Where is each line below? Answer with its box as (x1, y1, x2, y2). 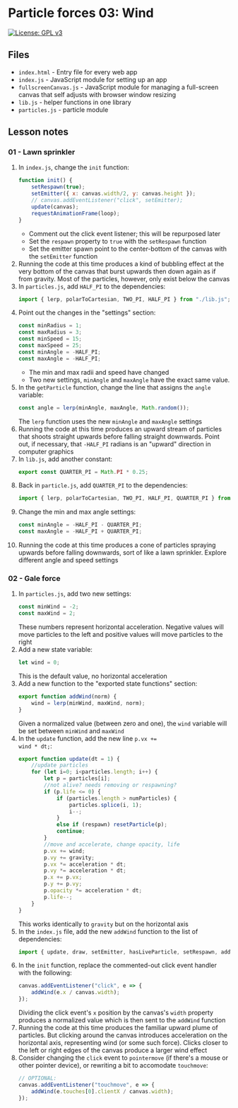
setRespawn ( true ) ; (31, 183, 85, 191)
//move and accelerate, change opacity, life (44, 841, 180, 848)
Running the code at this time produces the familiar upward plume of (18, 1024, 218, 1032)
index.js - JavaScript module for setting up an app (18, 75, 167, 84)
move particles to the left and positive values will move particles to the (18, 631, 223, 639)
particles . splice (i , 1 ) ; (69, 801, 143, 808)
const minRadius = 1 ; (18, 322, 83, 329)
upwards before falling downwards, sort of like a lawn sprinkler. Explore (18, 548, 227, 557)
